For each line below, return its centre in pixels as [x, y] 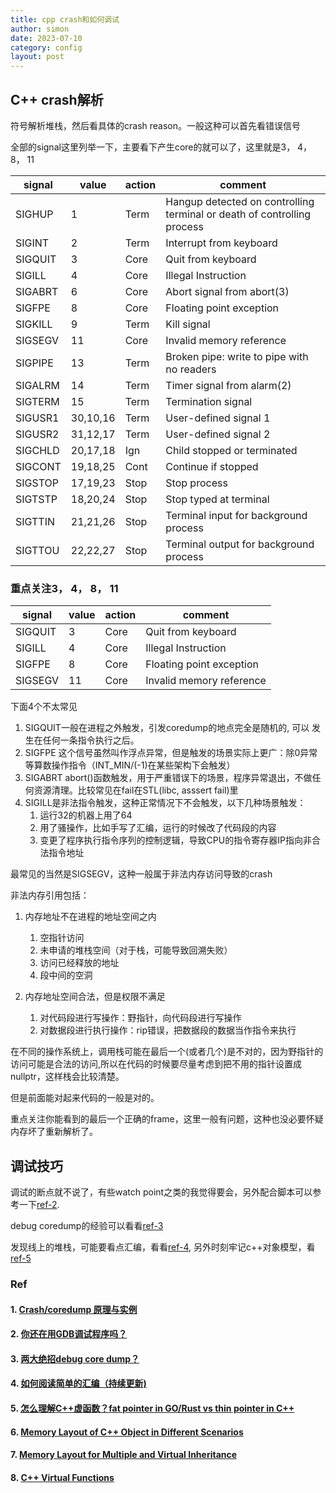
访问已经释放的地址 [79, 963]
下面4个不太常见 [44, 707]
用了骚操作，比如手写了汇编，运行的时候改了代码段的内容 [158, 828]
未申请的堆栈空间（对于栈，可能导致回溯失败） [136, 950]
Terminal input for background [236, 515]
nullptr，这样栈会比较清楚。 [67, 1077]
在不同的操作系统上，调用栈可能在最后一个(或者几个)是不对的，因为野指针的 [167, 1052]
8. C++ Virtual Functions [62, 1477]
